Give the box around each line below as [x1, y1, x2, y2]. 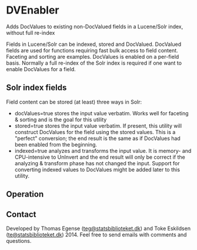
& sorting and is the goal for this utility [14, 116, 107, 123]
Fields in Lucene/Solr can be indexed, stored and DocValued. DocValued [6, 41, 182, 48]
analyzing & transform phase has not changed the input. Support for [14, 159, 181, 166]
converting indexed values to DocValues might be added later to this [14, 166, 181, 173]
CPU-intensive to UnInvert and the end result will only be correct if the [14, 154, 185, 161]
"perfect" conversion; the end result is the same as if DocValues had [14, 135, 181, 142]
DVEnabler [6, 4, 60, 17]
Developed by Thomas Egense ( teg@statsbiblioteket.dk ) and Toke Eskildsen [6, 225, 191, 232]
